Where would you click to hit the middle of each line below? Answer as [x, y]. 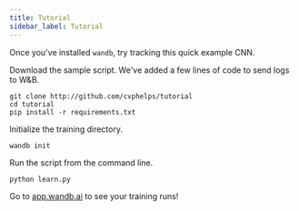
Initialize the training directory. [66, 129]
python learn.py [40, 179]
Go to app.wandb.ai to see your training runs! [94, 196]
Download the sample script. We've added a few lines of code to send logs [149, 70]
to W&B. [25, 79]
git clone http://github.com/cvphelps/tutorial [101, 96]
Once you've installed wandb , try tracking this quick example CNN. [132, 52]
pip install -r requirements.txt [73, 112]
